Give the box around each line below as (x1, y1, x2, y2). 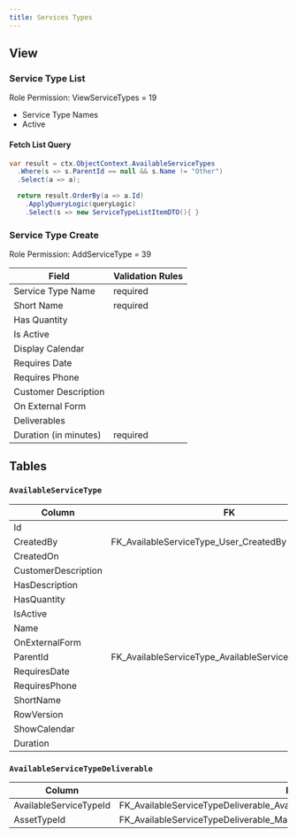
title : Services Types (9, 12, 93, 22)
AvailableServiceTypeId (13, 799, 111, 811)
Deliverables (13, 415, 66, 427)
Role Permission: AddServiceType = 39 (9, 249, 152, 260)
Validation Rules (113, 270, 184, 283)
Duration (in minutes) (13, 429, 102, 441)
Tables (9, 459, 47, 474)
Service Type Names (21, 110, 99, 120)
